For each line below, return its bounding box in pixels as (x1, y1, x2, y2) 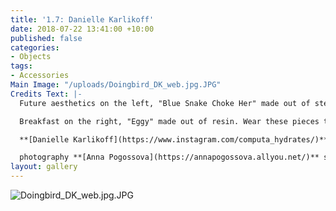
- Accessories (10, 71, 70, 81)
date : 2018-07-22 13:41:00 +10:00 (10, 24, 155, 34)
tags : (10, 61, 33, 71)
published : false (10, 33, 83, 43)
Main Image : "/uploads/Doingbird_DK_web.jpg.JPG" (10, 80, 222, 90)
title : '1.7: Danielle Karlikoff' (10, 14, 155, 25)
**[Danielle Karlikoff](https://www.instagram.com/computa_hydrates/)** (19, 134, 329, 145)
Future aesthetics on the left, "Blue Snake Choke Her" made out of (19, 98, 311, 108)
